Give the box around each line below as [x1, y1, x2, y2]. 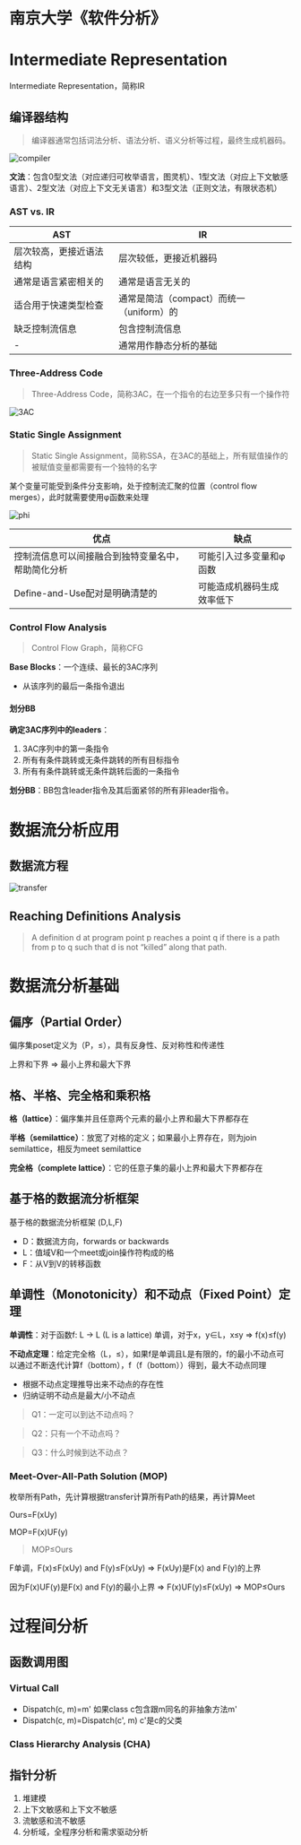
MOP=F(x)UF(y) [9, 1526, 69, 1537]
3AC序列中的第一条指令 [21, 743, 109, 754]
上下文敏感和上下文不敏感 [21, 1804, 117, 1815]
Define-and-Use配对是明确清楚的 [13, 586, 159, 599]
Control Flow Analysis [9, 620, 107, 633]
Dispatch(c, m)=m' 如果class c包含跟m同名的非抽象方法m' [21, 1703, 237, 1714]
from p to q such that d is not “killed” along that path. [30, 942, 227, 953]
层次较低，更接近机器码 [117, 252, 218, 264]
